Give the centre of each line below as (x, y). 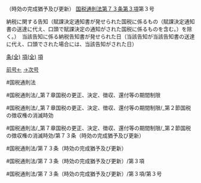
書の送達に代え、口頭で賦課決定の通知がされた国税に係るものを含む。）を (97, 29)
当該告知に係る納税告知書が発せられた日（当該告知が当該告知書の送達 (108, 37)
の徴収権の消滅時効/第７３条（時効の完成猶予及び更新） (75, 136)
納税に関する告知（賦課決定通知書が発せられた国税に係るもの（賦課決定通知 (100, 22)
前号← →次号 (22, 70)
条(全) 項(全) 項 (25, 57)
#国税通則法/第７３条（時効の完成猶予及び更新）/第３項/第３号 (84, 174)
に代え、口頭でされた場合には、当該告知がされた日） (72, 44)
